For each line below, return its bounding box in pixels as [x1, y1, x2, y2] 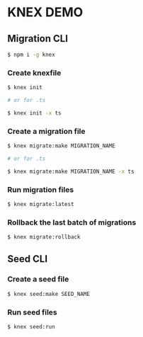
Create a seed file [7, 274, 69, 284]
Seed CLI [7, 253, 48, 265]
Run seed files [7, 307, 58, 317]
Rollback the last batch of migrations [7, 217, 137, 227]
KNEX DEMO [7, 4, 84, 21]
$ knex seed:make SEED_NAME [7, 290, 91, 297]
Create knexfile [7, 68, 62, 78]
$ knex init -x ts [7, 109, 62, 117]
